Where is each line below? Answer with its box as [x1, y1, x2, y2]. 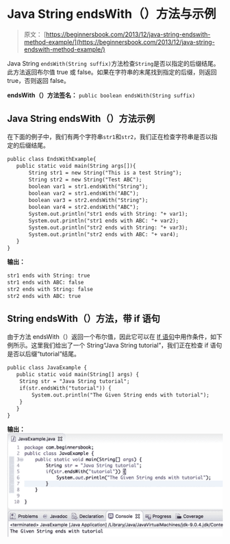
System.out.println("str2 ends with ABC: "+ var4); [28, 231, 179, 238]
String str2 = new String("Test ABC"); [28, 176, 142, 183]
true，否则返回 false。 [7, 76, 70, 84]
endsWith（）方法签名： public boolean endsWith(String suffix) [7, 90, 196, 99]
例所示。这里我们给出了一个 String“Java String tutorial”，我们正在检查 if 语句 [7, 341, 222, 349]
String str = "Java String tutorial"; [19, 378, 130, 384]
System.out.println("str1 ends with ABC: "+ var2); [28, 217, 179, 224]
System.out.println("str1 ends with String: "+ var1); [28, 210, 188, 217]
